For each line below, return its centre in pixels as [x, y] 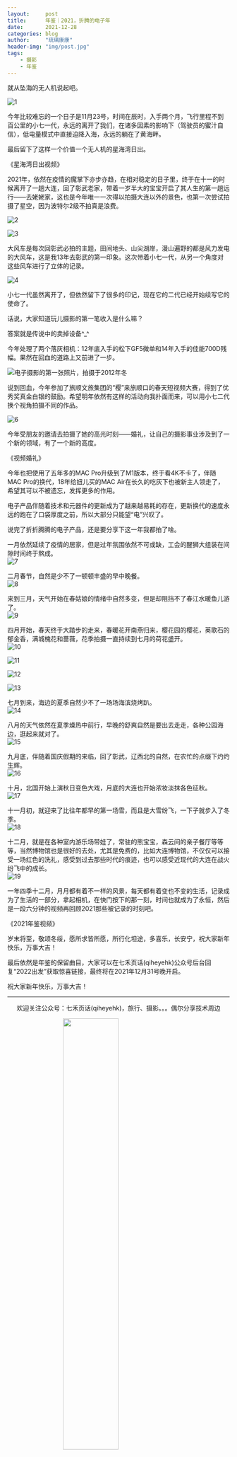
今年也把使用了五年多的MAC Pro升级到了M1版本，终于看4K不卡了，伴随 [112, 473]
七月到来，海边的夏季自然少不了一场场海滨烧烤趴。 [81, 702]
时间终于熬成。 [35, 553]
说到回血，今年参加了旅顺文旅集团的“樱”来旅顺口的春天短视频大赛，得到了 [115, 387]
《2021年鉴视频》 [33, 923]
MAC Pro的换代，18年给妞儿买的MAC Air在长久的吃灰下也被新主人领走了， [116, 481]
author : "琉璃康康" [40, 40]
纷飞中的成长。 [29, 868]
